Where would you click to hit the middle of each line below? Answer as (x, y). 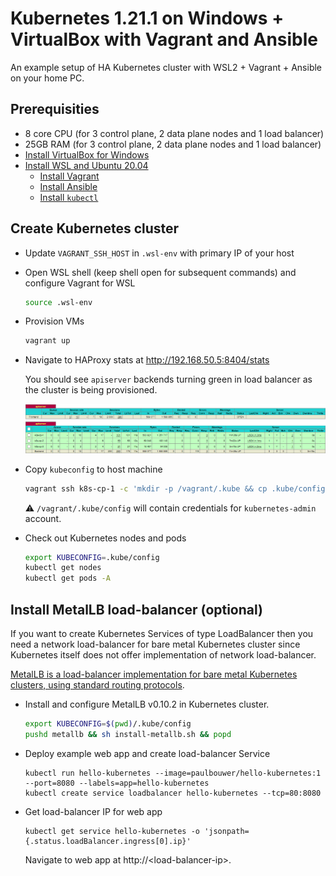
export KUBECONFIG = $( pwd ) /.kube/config (108, 723)
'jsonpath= (227, 831)
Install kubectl (69, 197)
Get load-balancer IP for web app (93, 811)
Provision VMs (54, 321)
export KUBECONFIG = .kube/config (92, 557)
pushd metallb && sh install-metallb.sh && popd (128, 734)
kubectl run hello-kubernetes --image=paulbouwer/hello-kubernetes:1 (173, 773)
